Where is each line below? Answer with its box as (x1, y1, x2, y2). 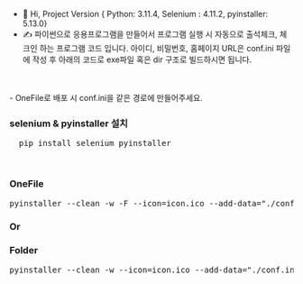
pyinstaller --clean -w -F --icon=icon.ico (9, 198, 205, 208)
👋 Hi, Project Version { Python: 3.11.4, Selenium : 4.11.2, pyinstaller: (22, 9, 269, 19)
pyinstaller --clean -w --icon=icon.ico (9, 264, 191, 275)
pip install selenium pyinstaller (18, 138, 171, 149)
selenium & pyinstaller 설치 (9, 117, 129, 130)
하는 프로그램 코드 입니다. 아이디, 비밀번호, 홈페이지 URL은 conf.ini (39, 43, 274, 53)
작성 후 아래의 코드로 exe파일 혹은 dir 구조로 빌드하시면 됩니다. (32, 54, 252, 65)
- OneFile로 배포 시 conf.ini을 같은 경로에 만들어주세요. (9, 93, 203, 103)
